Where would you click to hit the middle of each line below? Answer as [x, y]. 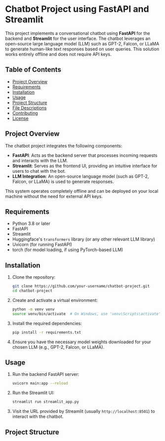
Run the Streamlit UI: [33, 393]
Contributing [25, 113]
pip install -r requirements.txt [47, 332]
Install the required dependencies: [47, 323]
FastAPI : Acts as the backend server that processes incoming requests [85, 155]
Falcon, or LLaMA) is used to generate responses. [63, 182]
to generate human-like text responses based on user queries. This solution [82, 49]
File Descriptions [29, 108]
